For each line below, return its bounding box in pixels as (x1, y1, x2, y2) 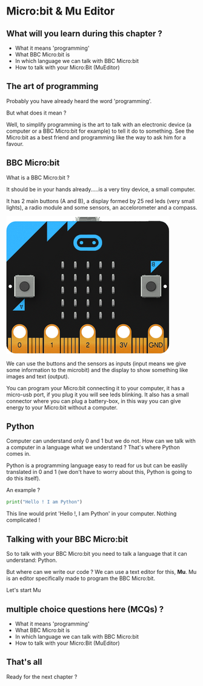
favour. (6, 140, 24, 147)
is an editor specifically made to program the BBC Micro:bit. (6, 574, 156, 582)
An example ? (6, 487, 41, 494)
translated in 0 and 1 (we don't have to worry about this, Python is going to (6, 468, 192, 476)
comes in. (6, 450, 31, 458)
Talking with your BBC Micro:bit (6, 534, 128, 544)
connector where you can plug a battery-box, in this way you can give (6, 397, 181, 404)
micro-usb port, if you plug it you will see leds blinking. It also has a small (6, 391, 189, 398)
